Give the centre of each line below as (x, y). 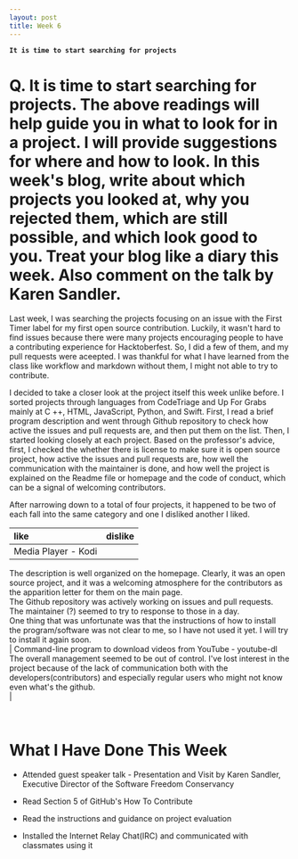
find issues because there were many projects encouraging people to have (146, 338)
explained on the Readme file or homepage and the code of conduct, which (148, 478)
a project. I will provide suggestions (143, 142)
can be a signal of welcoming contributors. (88, 488)
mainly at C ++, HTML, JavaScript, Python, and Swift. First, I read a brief (141, 412)
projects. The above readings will (134, 104)
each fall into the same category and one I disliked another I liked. (130, 515)
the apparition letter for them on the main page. (96, 592)
